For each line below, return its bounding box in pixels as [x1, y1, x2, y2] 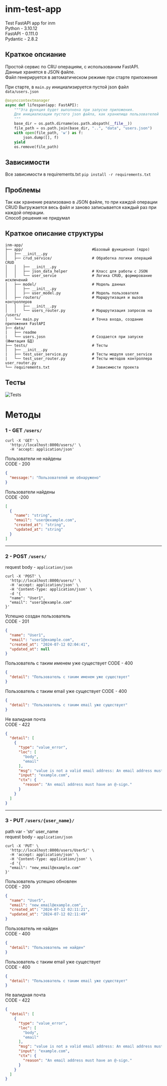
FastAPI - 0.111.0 [5, 30, 38, 36]
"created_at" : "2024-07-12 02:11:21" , [9, 907, 90, 912]
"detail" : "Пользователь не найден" [9, 945, 85, 950]
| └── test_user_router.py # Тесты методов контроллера [5, 356, 153, 361]
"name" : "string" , [14, 513, 52, 518]
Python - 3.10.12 [5, 25, 38, 31]
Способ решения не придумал [5, 215, 71, 220]
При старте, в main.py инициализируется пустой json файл [5, 84, 129, 90]
